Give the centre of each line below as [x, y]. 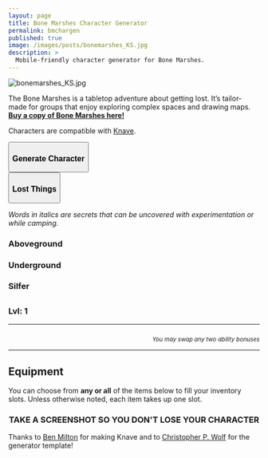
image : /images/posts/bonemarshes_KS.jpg [78, 45]
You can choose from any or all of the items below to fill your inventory [125, 390]
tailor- [232, 98]
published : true [35, 38]
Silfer [19, 286]
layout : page [30, 16]
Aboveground [35, 243]
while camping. [33, 223]
